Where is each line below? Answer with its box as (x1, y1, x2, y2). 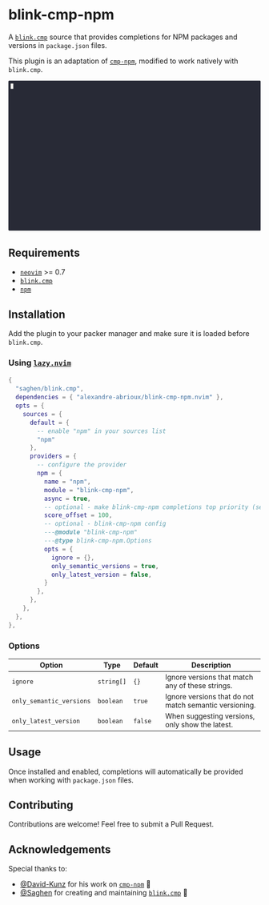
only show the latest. (165, 720, 234, 730)
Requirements (8, 246, 80, 259)
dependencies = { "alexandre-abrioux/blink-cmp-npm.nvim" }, (15, 394, 224, 402)
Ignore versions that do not (165, 691, 255, 701)
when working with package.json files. (8, 775, 134, 785)
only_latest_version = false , (50, 571, 152, 579)
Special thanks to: (8, 864, 68, 874)
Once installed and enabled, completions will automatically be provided (8, 767, 243, 776)
